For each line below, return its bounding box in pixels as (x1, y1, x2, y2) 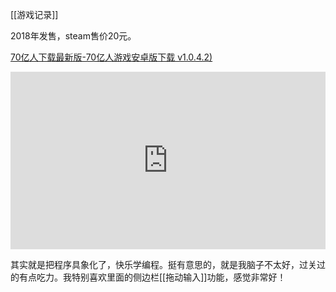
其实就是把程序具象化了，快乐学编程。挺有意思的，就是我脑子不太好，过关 (10, 258, 317, 270)
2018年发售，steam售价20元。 (10, 30, 137, 42)
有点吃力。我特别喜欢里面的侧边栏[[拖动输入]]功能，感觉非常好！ (18, 271, 287, 283)
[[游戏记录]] (10, 9, 59, 20)
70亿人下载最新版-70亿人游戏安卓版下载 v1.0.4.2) (10, 51, 213, 63)
